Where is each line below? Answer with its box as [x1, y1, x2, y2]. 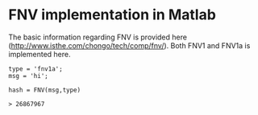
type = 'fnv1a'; [8, 64, 63, 73]
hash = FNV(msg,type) [8, 86, 81, 94]
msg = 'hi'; [8, 72, 48, 80]
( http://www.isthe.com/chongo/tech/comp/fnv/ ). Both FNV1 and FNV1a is [8, 40, 251, 50]
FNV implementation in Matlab [8, 6, 216, 24]
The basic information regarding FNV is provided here [8, 32, 188, 42]
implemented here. [8, 49, 71, 59]
